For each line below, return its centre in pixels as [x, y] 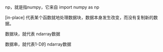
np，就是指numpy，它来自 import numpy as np [52, 7]
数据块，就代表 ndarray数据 [33, 34]
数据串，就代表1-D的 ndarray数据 [38, 44]
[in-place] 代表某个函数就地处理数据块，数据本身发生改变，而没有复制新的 [80, 17]
